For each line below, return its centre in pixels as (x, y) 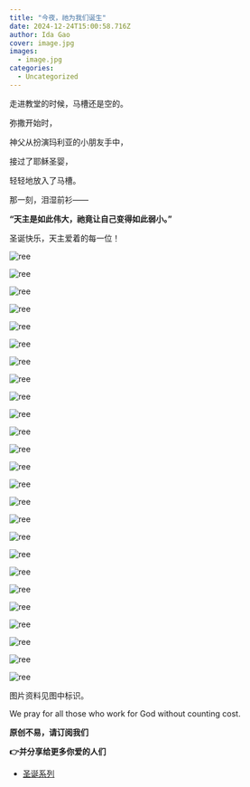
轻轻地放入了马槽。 (45, 180)
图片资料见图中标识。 (49, 695)
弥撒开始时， (33, 122)
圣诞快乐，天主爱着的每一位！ (65, 238)
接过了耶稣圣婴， (41, 161)
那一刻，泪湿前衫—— (49, 199)
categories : (32, 69)
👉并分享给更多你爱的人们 (58, 751)
